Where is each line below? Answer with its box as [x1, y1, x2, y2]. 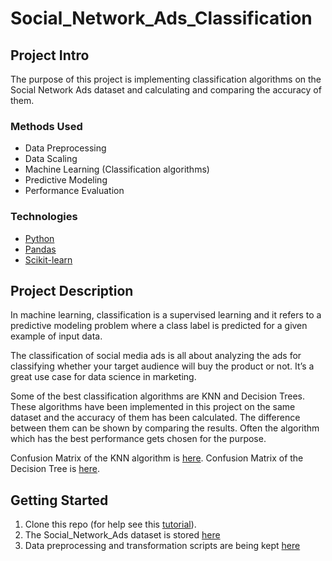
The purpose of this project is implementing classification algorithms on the [10, 73, 322, 85]
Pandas [24, 243, 57, 255]
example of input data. [10, 330, 103, 342]
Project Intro [10, 47, 90, 64]
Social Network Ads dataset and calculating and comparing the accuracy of [10, 84, 322, 96]
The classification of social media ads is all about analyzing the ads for [10, 350, 302, 362]
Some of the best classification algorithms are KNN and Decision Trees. [10, 390, 306, 402]
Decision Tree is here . [10, 463, 100, 475]
